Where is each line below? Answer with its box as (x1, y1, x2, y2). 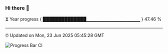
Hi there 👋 (5, 4, 30, 11)
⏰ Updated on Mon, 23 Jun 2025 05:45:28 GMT (5, 32, 104, 38)
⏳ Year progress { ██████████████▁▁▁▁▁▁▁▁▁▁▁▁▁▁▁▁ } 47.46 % (5, 16, 161, 22)
